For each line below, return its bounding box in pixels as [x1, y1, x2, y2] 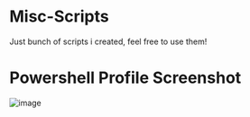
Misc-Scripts [9, 6, 110, 27]
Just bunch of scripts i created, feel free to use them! [9, 36, 208, 47]
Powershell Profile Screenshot [9, 67, 242, 88]
